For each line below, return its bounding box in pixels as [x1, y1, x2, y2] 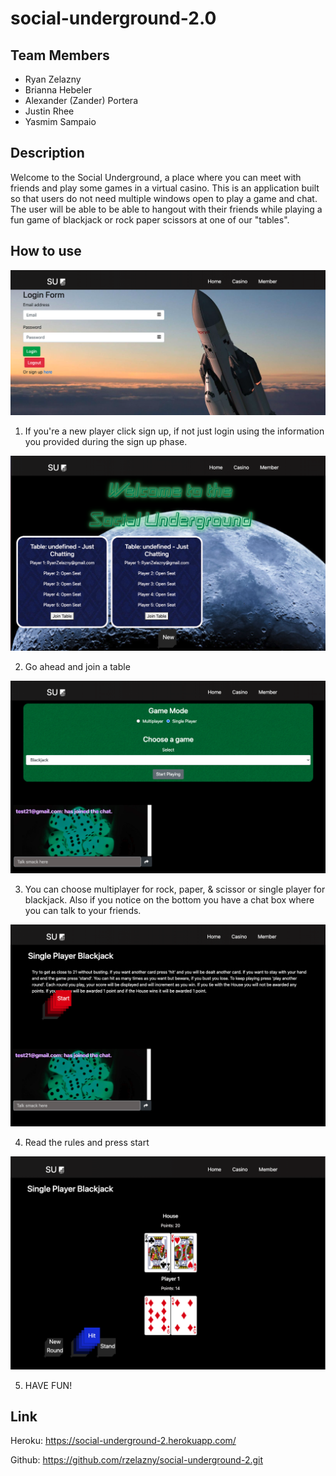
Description [10, 145, 85, 162]
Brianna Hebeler [24, 84, 93, 96]
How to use [10, 243, 82, 260]
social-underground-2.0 [10, 7, 217, 30]
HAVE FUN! [24, 1379, 73, 1391]
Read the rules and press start [24, 1136, 150, 1148]
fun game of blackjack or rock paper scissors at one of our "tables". [10, 213, 290, 226]
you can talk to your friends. [24, 904, 142, 916]
